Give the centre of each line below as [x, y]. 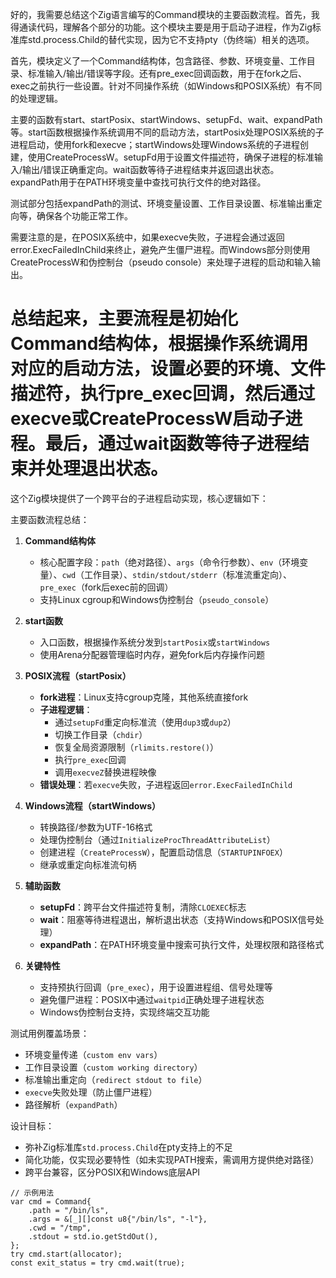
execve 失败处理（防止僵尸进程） [91, 1092]
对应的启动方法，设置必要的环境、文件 [168, 369]
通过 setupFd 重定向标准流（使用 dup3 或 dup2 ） [145, 722]
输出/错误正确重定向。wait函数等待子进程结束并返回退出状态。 [151, 169]
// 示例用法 [32, 1193]
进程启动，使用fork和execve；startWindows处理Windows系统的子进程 [155, 144]
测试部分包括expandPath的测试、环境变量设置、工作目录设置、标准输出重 [162, 203]
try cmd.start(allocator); [66, 1254]
